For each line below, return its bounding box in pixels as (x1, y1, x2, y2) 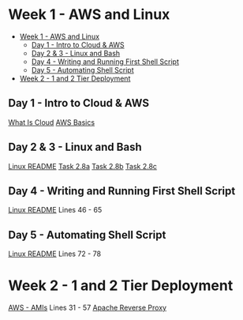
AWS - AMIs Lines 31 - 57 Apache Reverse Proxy (8, 303, 167, 313)
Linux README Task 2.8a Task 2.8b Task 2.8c (8, 161, 158, 171)
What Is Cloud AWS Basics (8, 117, 95, 127)
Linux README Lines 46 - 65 (8, 205, 103, 215)
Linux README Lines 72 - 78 (8, 249, 101, 258)
